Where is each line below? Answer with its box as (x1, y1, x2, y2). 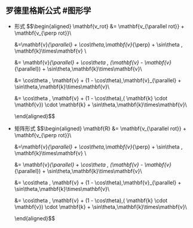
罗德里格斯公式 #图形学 (5, 5, 91, 16)
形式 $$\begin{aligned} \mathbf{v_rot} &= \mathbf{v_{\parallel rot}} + (14, 23, 185, 30)
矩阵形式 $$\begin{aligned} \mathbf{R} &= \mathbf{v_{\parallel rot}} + (14, 125, 186, 132)
